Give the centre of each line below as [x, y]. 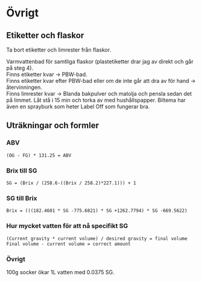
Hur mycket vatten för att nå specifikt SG [67, 226]
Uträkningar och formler [53, 126]
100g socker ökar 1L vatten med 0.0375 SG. [60, 272]
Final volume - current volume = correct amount [69, 244]
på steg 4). [20, 68]
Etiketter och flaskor [45, 35]
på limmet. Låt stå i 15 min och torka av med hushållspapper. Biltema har [96, 100]
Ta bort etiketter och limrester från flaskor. [59, 50]
